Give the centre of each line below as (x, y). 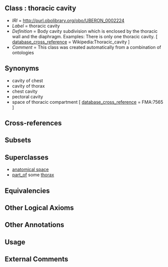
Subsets (18, 140)
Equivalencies (27, 191)
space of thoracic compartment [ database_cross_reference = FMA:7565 (88, 102)
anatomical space (30, 170)
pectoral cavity (27, 96)
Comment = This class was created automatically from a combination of (87, 47)
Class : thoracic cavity (40, 8)
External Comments (36, 259)
